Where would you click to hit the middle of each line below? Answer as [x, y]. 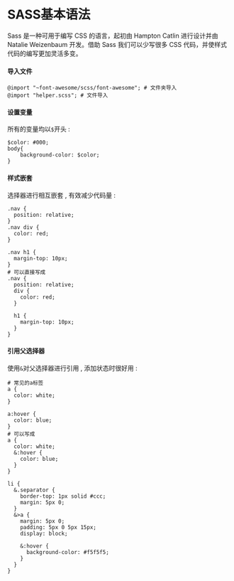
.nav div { [23, 227]
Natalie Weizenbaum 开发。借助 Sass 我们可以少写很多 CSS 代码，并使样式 [117, 44]
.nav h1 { [22, 252]
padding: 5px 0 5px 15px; [58, 527]
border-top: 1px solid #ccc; [63, 496]
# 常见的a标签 [26, 383]
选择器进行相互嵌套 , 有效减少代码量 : [61, 195]
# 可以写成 [21, 434]
